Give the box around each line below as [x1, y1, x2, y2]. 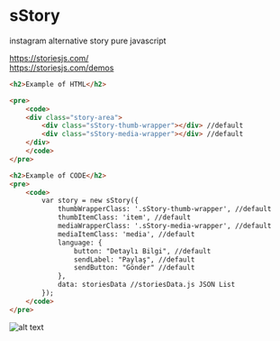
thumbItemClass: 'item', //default [57, 213, 192, 222]
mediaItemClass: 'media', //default [57, 229, 195, 239]
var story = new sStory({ [41, 196, 140, 206]
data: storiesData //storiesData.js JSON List [57, 281, 236, 290]
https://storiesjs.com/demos [9, 62, 114, 73]
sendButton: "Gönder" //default [73, 263, 195, 272]
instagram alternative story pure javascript [9, 35, 167, 46]
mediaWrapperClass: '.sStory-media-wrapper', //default [57, 222, 272, 231]
